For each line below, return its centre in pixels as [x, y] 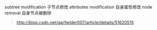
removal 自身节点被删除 [28, 13]
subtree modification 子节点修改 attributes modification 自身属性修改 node [78, 7]
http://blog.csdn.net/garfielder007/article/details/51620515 [75, 22]
